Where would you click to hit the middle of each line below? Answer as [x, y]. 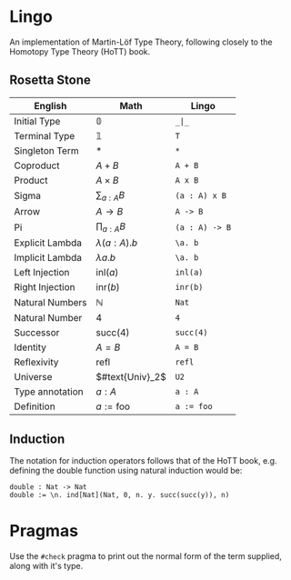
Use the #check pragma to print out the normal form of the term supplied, [145, 555]
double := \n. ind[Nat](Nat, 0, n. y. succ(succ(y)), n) [120, 495]
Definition [35, 406]
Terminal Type [45, 135]
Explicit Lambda [48, 243]
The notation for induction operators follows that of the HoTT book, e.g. [143, 460]
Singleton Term [46, 150]
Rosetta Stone [50, 80]
